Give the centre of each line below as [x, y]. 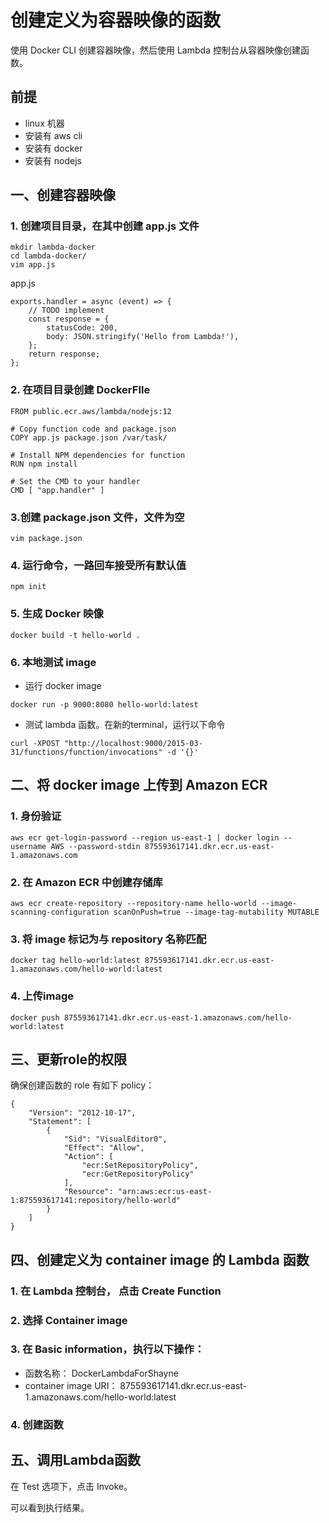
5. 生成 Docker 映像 [57, 614]
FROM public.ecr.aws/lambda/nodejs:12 [91, 411]
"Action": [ [88, 1157]
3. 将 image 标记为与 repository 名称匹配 [108, 939]
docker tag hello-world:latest [75, 961]
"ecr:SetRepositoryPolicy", [140, 1166]
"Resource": [88, 1192]
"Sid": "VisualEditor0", [115, 1139]
